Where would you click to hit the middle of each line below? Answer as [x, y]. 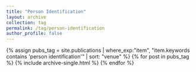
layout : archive [26, 17]
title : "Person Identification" [46, 12]
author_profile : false [34, 34]
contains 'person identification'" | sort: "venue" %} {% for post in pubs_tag [98, 57]
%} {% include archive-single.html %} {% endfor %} [70, 63]
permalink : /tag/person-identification [56, 28]
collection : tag [26, 22]
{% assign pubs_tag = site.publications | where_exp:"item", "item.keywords [98, 50]
